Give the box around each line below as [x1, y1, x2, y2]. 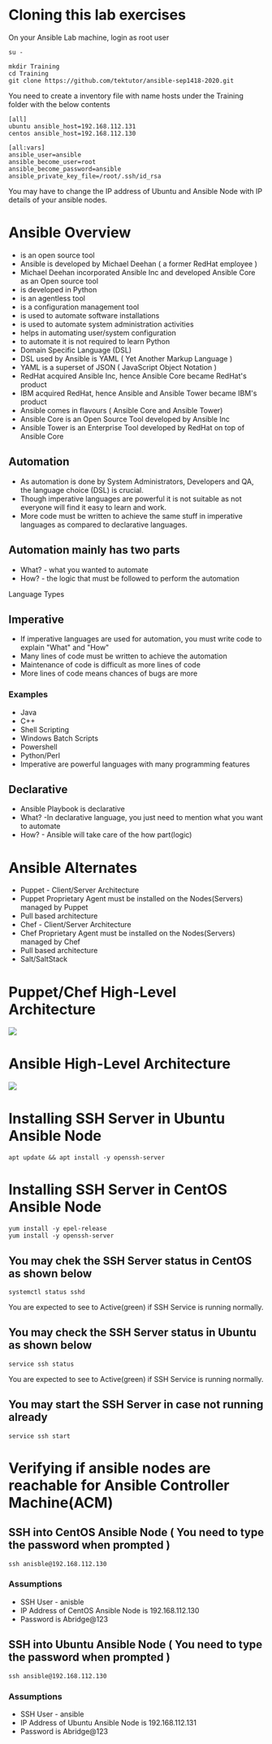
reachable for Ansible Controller [8, 1476, 230, 1495]
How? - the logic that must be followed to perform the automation [19, 573, 240, 583]
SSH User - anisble [19, 1597, 84, 1607]
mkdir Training [8, 63, 60, 71]
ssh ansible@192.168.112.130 [8, 1672, 107, 1680]
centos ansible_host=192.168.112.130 [8, 129, 136, 137]
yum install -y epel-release [8, 1224, 107, 1233]
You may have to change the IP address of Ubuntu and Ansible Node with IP [8, 186, 263, 196]
